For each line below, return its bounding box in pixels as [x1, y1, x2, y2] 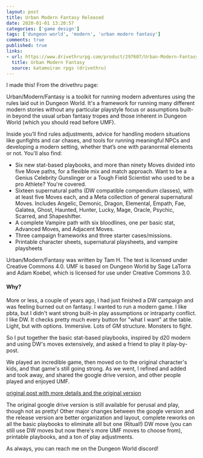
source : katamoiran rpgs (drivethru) [11, 65, 107, 71]
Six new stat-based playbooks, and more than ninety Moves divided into [14, 161, 195, 169]
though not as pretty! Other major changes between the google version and [6, 407, 195, 415]
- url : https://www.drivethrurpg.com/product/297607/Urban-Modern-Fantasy [6, 54, 199, 60]
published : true [6, 43, 47, 49]
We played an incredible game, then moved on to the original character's [6, 358, 187, 366]
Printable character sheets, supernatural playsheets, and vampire [14, 238, 178, 246]
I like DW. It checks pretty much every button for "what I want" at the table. [6, 316, 193, 323]
